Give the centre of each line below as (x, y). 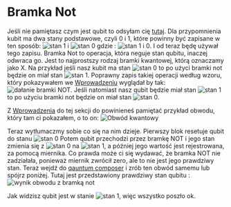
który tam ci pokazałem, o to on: (53, 117)
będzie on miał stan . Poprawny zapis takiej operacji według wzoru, (115, 75)
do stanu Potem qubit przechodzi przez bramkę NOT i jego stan (111, 138)
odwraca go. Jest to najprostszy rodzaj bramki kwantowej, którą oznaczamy (116, 60)
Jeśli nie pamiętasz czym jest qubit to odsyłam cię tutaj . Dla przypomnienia (114, 31)
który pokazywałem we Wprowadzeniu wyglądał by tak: (86, 82)
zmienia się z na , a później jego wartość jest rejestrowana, (116, 146)
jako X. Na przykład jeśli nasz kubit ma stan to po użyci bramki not (115, 68)
